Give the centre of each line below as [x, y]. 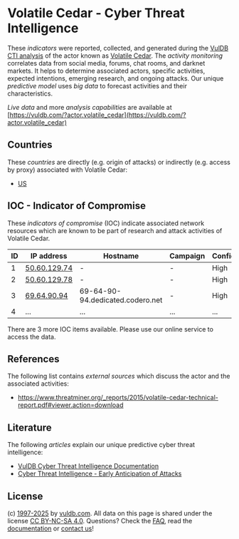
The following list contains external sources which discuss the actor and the [119, 376]
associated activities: [38, 384]
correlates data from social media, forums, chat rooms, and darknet [106, 63]
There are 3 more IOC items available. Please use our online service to [110, 329]
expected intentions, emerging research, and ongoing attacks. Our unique [116, 78]
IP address [49, 256]
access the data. [32, 337]
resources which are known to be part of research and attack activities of [115, 230]
